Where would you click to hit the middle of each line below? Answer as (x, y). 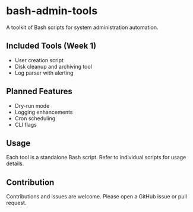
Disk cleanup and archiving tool (53, 66)
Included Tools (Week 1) (51, 46)
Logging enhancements (44, 112)
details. (15, 163)
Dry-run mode (32, 105)
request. (16, 203)
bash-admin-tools (52, 11)
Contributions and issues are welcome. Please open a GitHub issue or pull (96, 197)
